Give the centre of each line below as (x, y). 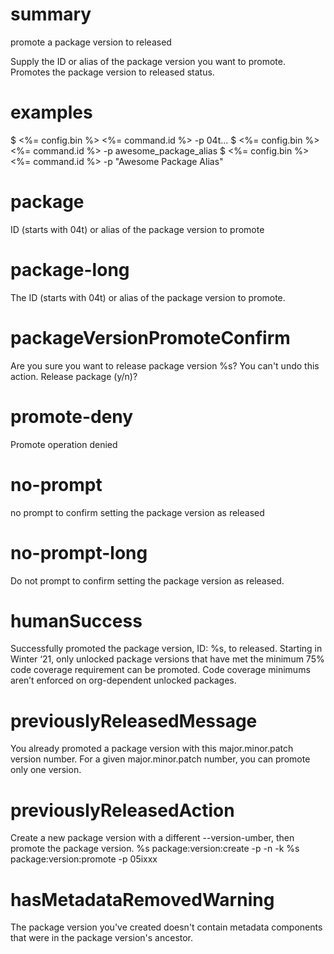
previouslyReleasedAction (122, 810)
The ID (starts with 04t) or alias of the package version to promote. (148, 297)
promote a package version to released (91, 42)
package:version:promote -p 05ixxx (84, 859)
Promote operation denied (64, 444)
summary (51, 14)
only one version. (46, 770)
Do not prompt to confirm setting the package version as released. (147, 580)
